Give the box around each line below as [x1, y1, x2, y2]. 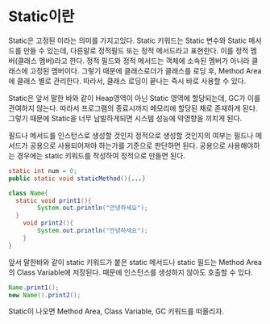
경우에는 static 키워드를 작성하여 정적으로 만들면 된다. [16, 150, 185, 160]
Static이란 [8, 7, 75, 26]
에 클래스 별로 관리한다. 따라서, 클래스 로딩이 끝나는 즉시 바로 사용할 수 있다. [8, 76, 247, 86]
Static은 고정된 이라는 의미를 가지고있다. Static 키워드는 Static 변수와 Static [8, 36, 247, 45]
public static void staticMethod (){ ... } [8, 175, 147, 183]
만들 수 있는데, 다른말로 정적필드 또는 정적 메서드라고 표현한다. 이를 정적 [23, 45, 249, 55]
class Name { [8, 189, 48, 197]
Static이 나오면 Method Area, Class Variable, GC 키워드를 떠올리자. [8, 306, 224, 316]
